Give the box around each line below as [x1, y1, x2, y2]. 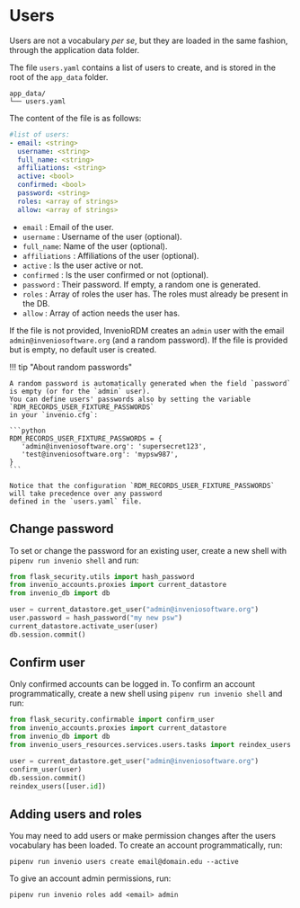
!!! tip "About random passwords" [9, 361, 133, 372]
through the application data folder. [9, 44, 140, 55]
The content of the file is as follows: [9, 112, 142, 123]
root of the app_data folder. [9, 71, 109, 82]
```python [9, 426, 47, 435]
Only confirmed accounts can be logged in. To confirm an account [9, 679, 256, 690]
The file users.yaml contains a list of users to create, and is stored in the [9, 62, 277, 73]
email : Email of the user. [22, 221, 114, 232]
